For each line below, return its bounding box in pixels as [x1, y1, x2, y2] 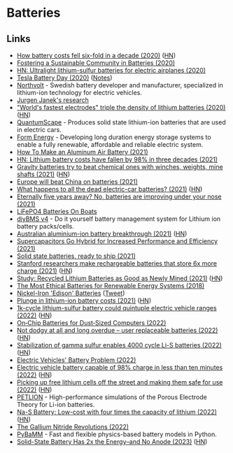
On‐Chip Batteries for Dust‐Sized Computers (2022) [16, 319, 167, 326]
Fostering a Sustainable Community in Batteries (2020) [16, 59, 176, 67]
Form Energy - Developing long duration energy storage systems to [16, 133, 211, 141]
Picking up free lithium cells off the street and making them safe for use [16, 378, 223, 386]
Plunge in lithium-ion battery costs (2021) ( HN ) [16, 296, 152, 305]
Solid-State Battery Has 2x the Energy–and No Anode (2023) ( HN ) [16, 438, 208, 445]
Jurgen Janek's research [16, 96, 89, 104]
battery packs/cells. [16, 222, 74, 230]
